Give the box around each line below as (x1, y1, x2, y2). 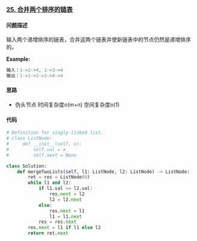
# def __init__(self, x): (6, 141, 83, 147)
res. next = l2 (49, 191, 85, 197)
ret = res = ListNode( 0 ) (28, 174, 90, 180)
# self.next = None (6, 152, 77, 158)
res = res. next (38, 219, 77, 225)
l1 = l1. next (49, 213, 83, 219)
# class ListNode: (6, 136, 52, 142)
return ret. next (28, 230, 69, 236)
